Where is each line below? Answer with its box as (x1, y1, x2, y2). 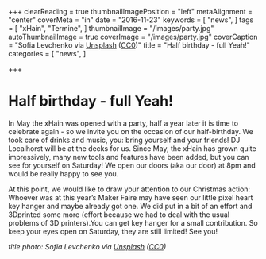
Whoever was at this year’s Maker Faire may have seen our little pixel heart (8, 192, 253, 202)
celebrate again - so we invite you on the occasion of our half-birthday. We (8, 126, 254, 136)
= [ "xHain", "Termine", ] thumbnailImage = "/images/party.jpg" (8, 24, 214, 33)
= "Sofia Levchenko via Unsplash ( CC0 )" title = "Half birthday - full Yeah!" (8, 41, 250, 50)
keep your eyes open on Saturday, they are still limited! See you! (8, 226, 218, 236)
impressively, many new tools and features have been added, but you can (8, 152, 249, 161)
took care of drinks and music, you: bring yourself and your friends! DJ (8, 135, 241, 145)
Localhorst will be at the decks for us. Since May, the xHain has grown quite (8, 143, 256, 153)
